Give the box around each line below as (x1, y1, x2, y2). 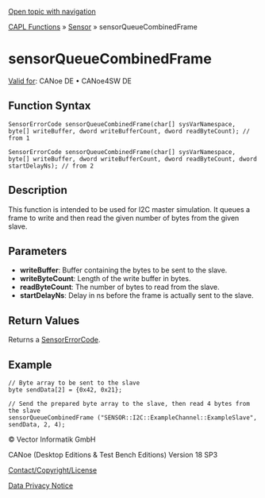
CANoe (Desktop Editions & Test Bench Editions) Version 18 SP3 (8, 450, 218, 459)
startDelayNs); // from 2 (8, 162, 94, 170)
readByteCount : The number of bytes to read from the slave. (19, 282, 220, 292)
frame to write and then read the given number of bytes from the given (8, 213, 240, 222)
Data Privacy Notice (8, 481, 74, 490)
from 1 (8, 134, 30, 142)
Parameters (8, 244, 67, 257)
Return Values (8, 314, 80, 327)
